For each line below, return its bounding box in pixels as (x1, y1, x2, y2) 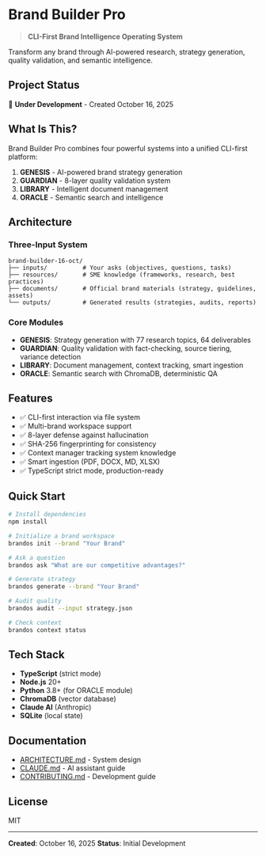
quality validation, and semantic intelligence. (8, 55, 153, 65)
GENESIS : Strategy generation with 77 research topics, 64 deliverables (19, 335, 252, 344)
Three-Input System (8, 239, 88, 250)
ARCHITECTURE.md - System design (19, 755, 142, 765)
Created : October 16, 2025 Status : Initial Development (8, 839, 186, 848)
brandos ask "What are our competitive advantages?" (8, 561, 186, 569)
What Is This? (8, 123, 78, 136)
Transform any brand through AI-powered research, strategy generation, (8, 47, 245, 56)
